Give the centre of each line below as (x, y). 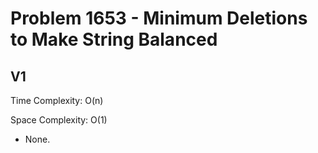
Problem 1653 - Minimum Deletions (159, 18)
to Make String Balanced (114, 39)
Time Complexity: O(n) (57, 100)
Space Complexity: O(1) (59, 120)
